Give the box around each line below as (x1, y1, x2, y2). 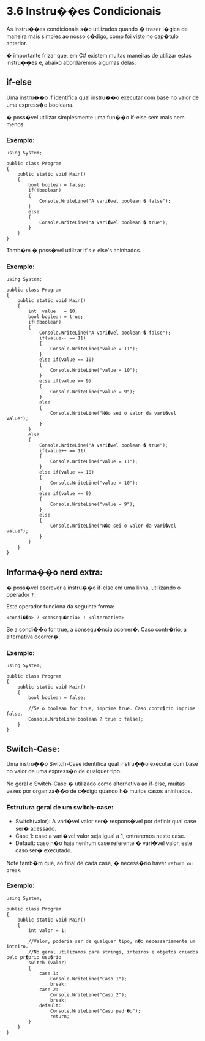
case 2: (39, 986, 59, 993)
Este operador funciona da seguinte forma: (6, 603, 115, 610)
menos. (6, 120, 26, 128)
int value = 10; (28, 308, 78, 315)
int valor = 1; (28, 927, 67, 934)
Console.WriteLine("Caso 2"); (50, 991, 127, 998)
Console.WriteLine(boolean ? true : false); (28, 716, 144, 722)
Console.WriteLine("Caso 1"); (50, 975, 127, 982)
